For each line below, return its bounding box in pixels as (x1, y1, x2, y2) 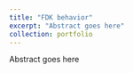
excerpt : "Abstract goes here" (9, 21, 125, 30)
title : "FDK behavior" (9, 12, 93, 22)
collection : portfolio (9, 29, 93, 38)
